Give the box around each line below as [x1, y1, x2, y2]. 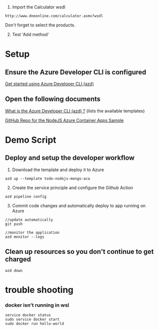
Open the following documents [5, 95, 101, 103]
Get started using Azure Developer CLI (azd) [5, 81, 94, 87]
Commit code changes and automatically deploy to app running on [12, 202, 146, 209]
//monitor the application [5, 230, 60, 235]
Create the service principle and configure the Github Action [12, 185, 133, 191]
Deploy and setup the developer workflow [5, 154, 135, 162]
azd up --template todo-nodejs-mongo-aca [5, 176, 90, 181]
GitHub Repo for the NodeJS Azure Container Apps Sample [5, 117, 124, 123]
